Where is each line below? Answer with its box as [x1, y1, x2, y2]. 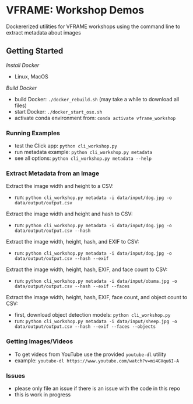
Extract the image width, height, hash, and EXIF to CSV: [6, 238, 139, 245]
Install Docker [6, 61, 40, 69]
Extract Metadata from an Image [6, 169, 100, 177]
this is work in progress [14, 391, 71, 398]
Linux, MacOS [14, 73, 48, 80]
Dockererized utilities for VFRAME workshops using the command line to [6, 23, 181, 30]
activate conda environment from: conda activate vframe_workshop [14, 114, 176, 121]
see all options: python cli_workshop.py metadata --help [14, 155, 152, 162]
